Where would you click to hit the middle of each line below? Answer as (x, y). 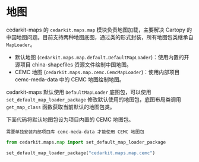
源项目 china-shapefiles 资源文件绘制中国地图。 (73, 64)
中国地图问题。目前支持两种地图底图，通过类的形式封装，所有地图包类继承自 (100, 37)
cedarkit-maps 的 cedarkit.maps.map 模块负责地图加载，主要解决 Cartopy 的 (99, 30)
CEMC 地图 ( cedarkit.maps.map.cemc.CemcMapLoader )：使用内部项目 (97, 72)
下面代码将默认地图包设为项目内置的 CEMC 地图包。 (70, 119)
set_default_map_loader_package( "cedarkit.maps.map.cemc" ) (81, 153)
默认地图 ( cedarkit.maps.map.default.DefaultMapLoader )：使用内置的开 (102, 57)
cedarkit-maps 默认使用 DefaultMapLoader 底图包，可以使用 (79, 92)
